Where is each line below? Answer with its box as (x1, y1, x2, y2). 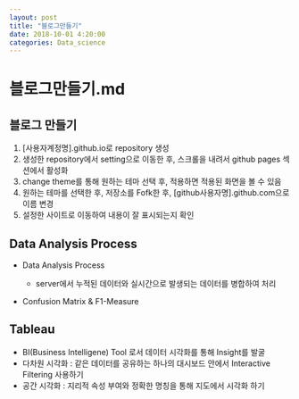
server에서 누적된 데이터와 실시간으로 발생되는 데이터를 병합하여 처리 (35, 278, 277, 289)
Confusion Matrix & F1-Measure (21, 296, 140, 307)
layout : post (9, 12, 58, 22)
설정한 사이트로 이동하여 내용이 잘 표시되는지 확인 (21, 210, 195, 220)
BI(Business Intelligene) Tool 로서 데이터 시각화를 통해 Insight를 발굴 (21, 346, 266, 357)
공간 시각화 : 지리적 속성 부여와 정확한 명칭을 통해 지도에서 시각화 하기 (21, 380, 265, 391)
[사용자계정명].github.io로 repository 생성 (21, 143, 170, 154)
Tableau (9, 322, 55, 337)
